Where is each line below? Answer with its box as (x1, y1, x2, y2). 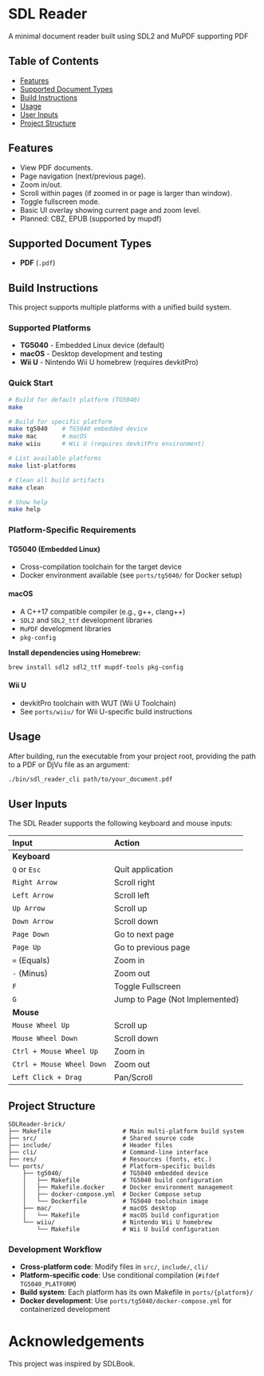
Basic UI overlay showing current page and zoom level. (19, 205, 201, 214)
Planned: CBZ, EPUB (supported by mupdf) (19, 214, 162, 223)
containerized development (19, 1305, 110, 1314)
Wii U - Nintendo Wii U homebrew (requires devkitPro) (19, 358, 199, 367)
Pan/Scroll (114, 1072, 153, 1083)
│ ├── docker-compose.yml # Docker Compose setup (22, 1190, 202, 1198)
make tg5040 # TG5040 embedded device (8, 425, 148, 433)
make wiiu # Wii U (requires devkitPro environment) (8, 440, 205, 448)
